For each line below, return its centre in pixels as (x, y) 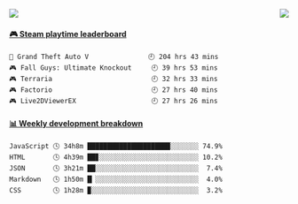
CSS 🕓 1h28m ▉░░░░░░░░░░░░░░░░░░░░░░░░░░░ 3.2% (116, 191)
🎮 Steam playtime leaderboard (68, 34)
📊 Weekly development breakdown (76, 123)
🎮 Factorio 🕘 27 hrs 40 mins (114, 90)
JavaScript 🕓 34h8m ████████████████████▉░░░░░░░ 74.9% (116, 147)
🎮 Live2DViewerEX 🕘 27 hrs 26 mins (114, 102)
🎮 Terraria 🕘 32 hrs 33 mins (114, 79)
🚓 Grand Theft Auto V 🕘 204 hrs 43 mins (114, 57)
